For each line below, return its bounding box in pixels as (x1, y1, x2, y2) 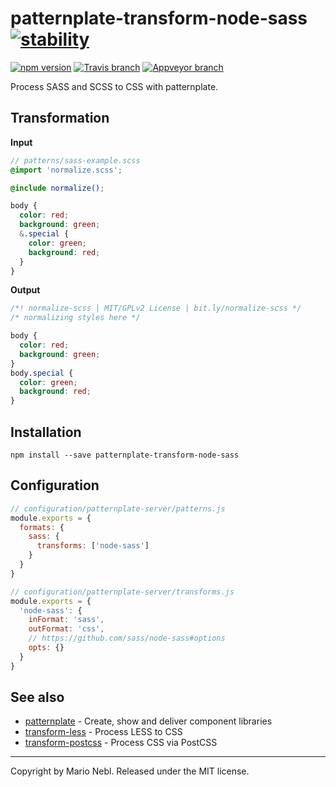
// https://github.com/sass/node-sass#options (28, 633, 226, 644)
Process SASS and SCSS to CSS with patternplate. (10, 80, 219, 92)
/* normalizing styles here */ (10, 313, 141, 323)
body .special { (10, 368, 74, 378)
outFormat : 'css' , (28, 624, 105, 634)
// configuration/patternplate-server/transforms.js (10, 587, 235, 597)
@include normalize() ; (10, 183, 105, 193)
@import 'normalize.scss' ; (10, 165, 123, 175)
